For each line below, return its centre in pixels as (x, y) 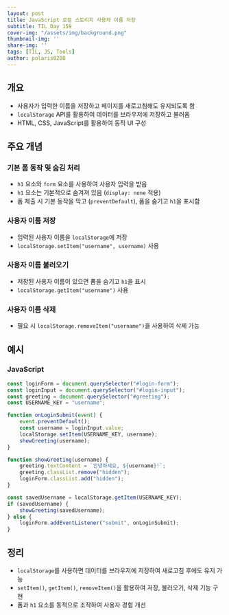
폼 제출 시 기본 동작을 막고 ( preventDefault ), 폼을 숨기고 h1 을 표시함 (108, 201)
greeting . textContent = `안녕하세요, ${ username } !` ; (93, 466)
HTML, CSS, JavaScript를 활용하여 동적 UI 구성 (82, 123)
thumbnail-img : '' (33, 39)
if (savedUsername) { (38, 504)
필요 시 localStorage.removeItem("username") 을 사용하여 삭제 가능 (108, 326)
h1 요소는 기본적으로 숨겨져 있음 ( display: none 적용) (89, 192)
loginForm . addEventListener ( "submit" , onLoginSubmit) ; (99, 523)
